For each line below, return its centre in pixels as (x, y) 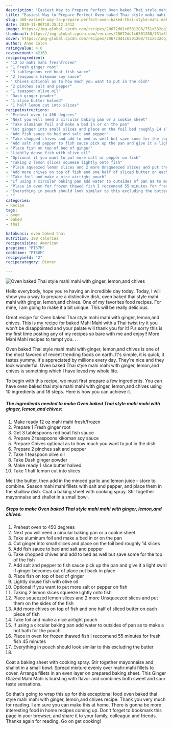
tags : (11, 210)
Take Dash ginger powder (40, 460)
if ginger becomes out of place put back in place (64, 571)
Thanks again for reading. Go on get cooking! (54, 721)
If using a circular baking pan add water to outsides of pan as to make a (89, 625)
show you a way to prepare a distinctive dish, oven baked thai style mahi (82, 297)
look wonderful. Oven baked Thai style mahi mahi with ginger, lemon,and (82, 366)
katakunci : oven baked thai (36, 234)
